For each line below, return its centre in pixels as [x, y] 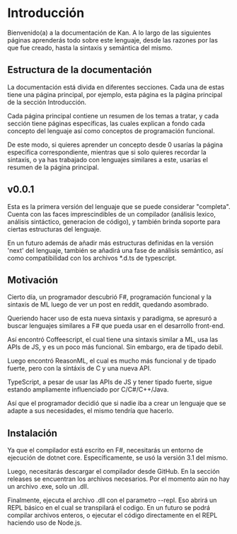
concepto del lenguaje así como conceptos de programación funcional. [111, 131]
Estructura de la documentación [80, 70]
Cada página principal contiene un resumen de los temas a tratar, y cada [113, 115]
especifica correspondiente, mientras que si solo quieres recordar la [107, 152]
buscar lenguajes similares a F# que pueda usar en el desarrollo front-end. [116, 326]
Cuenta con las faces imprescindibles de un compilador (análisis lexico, [111, 214]
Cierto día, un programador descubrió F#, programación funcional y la [110, 297]
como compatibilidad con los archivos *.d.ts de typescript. [92, 258]
